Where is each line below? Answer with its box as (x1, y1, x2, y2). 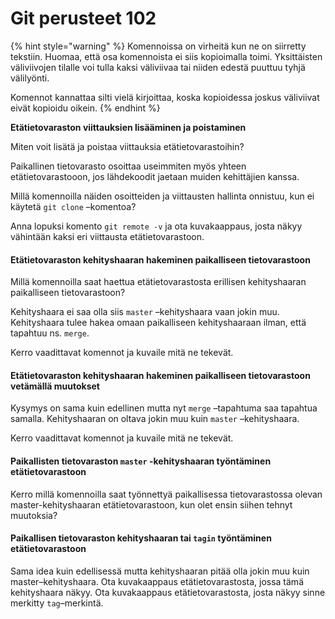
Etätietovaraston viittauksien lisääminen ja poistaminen (10, 121, 247, 133)
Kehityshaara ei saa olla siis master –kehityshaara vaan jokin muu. (10, 306, 280, 318)
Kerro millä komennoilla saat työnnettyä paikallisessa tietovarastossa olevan (10, 488, 323, 500)
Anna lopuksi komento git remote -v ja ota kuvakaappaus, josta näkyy (10, 220, 303, 232)
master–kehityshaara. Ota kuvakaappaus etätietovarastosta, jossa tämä (10, 575, 304, 587)
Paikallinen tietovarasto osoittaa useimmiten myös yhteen (10, 160, 247, 172)
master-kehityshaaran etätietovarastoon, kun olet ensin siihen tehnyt (10, 498, 293, 511)
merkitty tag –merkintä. (10, 597, 104, 609)
